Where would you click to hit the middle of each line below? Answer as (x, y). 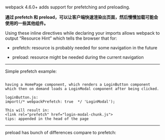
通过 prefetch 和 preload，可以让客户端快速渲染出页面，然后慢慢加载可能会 (82, 17)
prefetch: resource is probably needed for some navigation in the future (85, 48)
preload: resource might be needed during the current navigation (78, 57)
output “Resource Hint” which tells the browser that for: (61, 38)
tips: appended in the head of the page (47, 119)
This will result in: (27, 110)
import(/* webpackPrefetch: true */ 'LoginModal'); (60, 102)
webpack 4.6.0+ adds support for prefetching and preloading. (68, 7)
